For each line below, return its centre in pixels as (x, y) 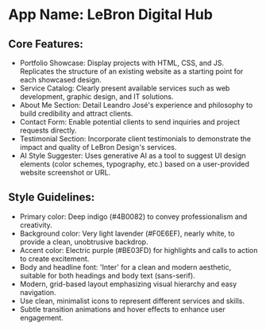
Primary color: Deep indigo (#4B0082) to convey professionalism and (133, 217)
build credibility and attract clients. (76, 113)
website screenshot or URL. (65, 173)
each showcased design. (60, 80)
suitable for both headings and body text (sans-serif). (108, 275)
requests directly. (48, 130)
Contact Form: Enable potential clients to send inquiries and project (130, 122)
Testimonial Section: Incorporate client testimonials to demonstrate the (135, 139)
